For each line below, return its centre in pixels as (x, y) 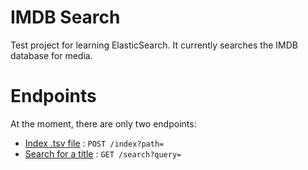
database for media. (51, 55)
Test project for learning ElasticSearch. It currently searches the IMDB (154, 45)
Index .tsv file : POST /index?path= (94, 143)
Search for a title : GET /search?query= (103, 153)
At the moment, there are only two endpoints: (103, 123)
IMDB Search (65, 17)
